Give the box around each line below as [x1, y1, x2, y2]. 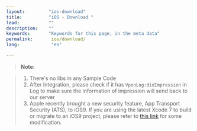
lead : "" [6, 20, 54, 25]
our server [29, 93, 55, 101]
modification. [29, 119, 62, 126]
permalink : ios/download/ [6, 36, 86, 42]
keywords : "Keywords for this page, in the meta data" [6, 31, 160, 37]
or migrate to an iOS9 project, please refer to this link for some [29, 112, 182, 119]
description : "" [6, 25, 54, 31]
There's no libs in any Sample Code [29, 75, 117, 82]
